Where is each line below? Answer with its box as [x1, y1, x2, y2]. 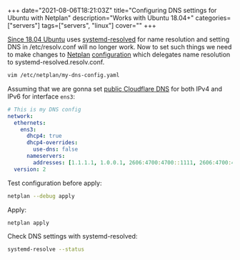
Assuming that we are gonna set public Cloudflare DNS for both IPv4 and [7, 84, 223, 93]
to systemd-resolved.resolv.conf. [7, 58, 105, 66]
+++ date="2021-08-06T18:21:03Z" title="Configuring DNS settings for [7, 6, 217, 14]
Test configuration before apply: [7, 179, 102, 187]
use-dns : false [33, 146, 79, 153]
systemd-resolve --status [7, 246, 84, 253]
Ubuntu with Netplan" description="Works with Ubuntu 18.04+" [7, 14, 194, 22]
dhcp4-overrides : [26, 139, 79, 146]
